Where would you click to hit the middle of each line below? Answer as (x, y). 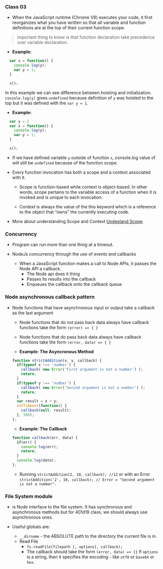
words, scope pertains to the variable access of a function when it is (88, 192)
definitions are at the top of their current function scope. (69, 28)
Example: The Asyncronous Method (56, 351)
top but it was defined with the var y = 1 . (47, 103)
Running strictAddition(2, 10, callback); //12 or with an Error (85, 474)
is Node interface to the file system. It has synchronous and (72, 507)
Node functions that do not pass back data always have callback (84, 322)
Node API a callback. (40, 269)
